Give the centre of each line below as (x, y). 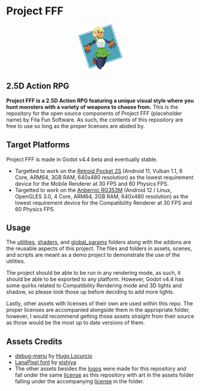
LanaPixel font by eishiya (45, 362)
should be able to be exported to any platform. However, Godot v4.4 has (95, 279)
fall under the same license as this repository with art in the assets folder (104, 375)
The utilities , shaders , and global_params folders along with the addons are (99, 242)
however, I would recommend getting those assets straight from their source (100, 316)
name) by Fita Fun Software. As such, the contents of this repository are (95, 119)
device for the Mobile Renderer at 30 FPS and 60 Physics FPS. (92, 183)
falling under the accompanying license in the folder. (79, 381)
